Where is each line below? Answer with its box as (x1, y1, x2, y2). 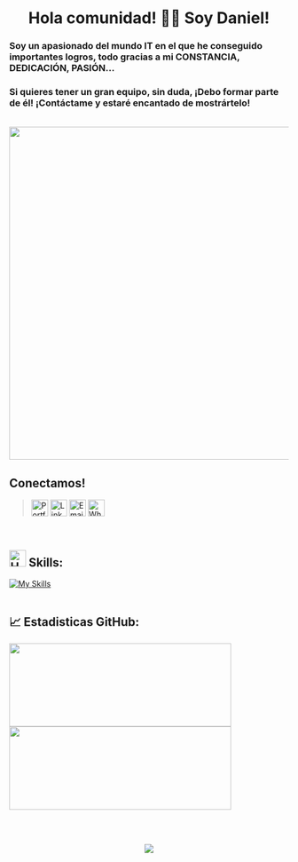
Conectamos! (9, 475, 86, 491)
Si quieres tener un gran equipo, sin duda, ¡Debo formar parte (9, 86, 279, 99)
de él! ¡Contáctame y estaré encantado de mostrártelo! (9, 97, 251, 109)
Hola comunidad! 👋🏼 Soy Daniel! (27, 8, 271, 28)
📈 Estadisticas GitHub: (9, 614, 140, 629)
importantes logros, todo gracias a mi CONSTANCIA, (9, 51, 240, 63)
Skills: (27, 555, 64, 570)
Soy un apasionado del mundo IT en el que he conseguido (9, 40, 263, 52)
